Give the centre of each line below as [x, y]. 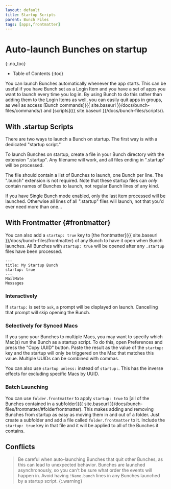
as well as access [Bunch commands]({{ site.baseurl [61, 105]
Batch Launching [27, 387]
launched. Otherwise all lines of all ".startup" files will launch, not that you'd [85, 201]
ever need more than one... [34, 207]
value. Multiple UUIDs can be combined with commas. [62, 359]
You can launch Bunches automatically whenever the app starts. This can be [86, 84]
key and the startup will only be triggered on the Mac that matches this [80, 353]
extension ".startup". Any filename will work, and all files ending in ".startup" [85, 160]
